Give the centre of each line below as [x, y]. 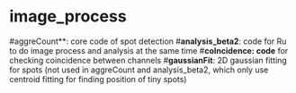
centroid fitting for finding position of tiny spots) [98, 79]
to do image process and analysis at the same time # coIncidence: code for [149, 50]
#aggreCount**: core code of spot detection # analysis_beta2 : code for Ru [148, 41]
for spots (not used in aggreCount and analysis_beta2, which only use [139, 70]
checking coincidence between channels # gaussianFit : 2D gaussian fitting [148, 60]
